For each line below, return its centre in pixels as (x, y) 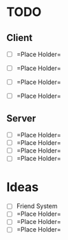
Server (21, 118)
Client (20, 38)
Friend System (37, 206)
